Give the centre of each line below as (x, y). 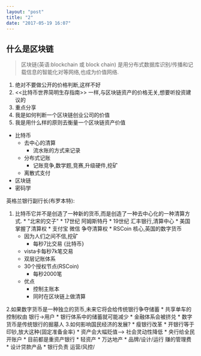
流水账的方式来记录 (57, 151)
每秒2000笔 (47, 274)
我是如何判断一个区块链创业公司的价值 (62, 115)
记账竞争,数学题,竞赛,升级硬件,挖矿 (75, 166)
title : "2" (20, 17)
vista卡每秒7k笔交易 (49, 251)
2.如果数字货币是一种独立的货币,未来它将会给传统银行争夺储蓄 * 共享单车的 (99, 309)
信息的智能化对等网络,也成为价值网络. (72, 72)
